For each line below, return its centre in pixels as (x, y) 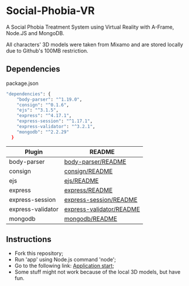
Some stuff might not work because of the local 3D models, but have (97, 272)
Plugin (34, 151)
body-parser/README (95, 161)
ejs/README (81, 181)
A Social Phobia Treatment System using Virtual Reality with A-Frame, (90, 27)
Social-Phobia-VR (50, 11)
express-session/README (101, 199)
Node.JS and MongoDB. (35, 33)
